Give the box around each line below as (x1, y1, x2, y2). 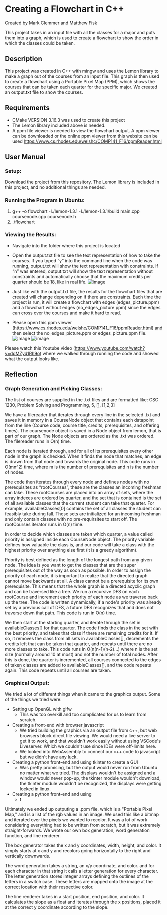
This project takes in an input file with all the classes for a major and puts (5, 29, 155, 35)
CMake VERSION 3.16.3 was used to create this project (12, 117, 125, 123)
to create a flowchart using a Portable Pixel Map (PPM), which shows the (5, 78, 155, 84)
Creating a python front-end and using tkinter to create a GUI (12, 759, 138, 765)
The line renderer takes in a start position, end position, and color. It (5, 893, 145, 899)
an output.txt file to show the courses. (5, 89, 83, 95)
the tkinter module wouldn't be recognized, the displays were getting (19, 780, 162, 786)
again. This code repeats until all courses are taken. (5, 667, 111, 673)
